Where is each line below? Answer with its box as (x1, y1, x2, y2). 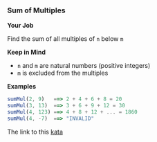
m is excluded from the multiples (17, 69, 109, 78)
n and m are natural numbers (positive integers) (17, 62, 151, 70)
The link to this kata (7, 127, 64, 136)
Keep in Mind (7, 48, 46, 57)
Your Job (7, 21, 34, 30)
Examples (7, 82, 37, 91)
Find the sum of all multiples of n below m (7, 35, 124, 43)
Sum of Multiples (7, 6, 66, 15)
